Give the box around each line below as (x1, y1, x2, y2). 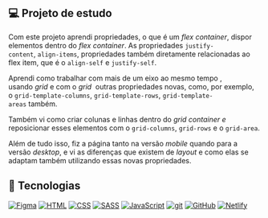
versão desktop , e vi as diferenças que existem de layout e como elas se (8, 147, 249, 157)
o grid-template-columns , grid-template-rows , (8, 90, 161, 100)
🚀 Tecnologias (8, 179, 81, 193)
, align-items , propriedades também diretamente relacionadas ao (33, 49, 250, 59)
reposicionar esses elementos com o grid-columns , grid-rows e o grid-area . (8, 123, 261, 133)
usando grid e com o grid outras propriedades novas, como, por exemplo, (8, 81, 254, 91)
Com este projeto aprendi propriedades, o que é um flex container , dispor (8, 31, 253, 42)
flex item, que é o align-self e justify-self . (8, 57, 157, 67)
